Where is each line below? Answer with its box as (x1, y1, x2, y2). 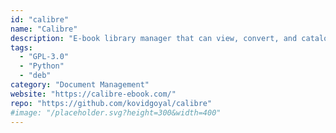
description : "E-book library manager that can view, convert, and (10, 33, 298, 43)
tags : (10, 42, 33, 53)
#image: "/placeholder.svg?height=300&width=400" (10, 107, 222, 118)
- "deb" (19, 71, 52, 81)
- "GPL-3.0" (19, 52, 70, 62)
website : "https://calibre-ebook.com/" (10, 89, 177, 99)
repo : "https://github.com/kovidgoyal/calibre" (10, 98, 213, 108)
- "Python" (19, 61, 65, 71)
